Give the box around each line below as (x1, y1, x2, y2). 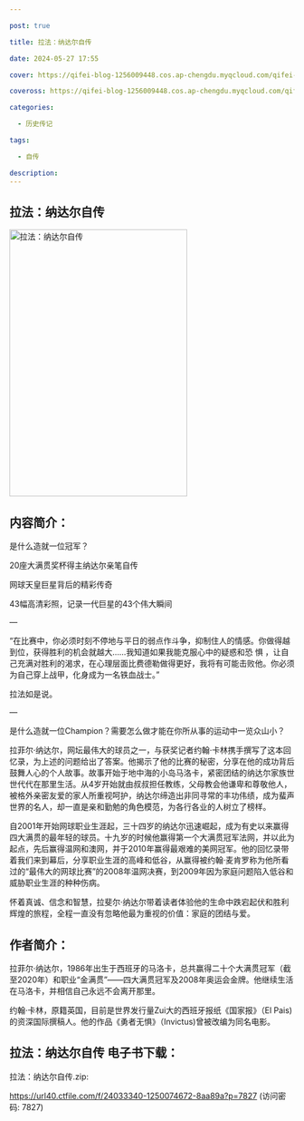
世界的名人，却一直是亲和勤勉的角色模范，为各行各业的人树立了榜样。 (9, 802, 271, 813)
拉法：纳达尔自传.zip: (9, 1071, 89, 1082)
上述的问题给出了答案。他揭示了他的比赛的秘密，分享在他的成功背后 (40, 756, 295, 767)
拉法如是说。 (9, 688, 57, 699)
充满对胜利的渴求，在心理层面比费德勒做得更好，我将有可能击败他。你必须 (16, 658, 295, 669)
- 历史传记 (17, 120, 53, 129)
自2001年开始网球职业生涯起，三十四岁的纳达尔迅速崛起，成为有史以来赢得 (9, 821, 290, 832)
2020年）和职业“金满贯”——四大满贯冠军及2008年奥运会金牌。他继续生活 (16, 974, 294, 985)
